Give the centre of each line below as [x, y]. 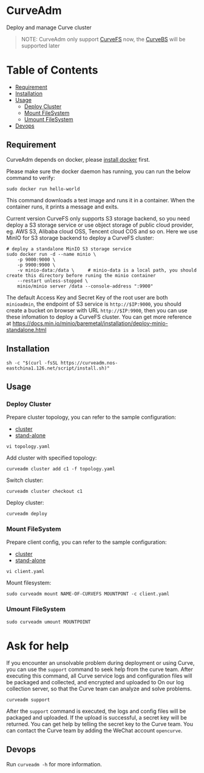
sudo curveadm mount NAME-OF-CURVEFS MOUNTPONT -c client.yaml [88, 594]
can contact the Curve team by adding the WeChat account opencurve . [94, 730]
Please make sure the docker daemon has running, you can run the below [99, 171]
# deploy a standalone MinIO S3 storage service [69, 249]
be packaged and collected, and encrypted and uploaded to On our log [95, 682]
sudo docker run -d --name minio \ [51, 254]
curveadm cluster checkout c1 [45, 492]
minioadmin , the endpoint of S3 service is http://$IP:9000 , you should [94, 304]
